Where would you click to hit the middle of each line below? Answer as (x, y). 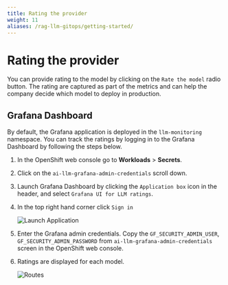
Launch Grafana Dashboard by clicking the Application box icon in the (117, 187)
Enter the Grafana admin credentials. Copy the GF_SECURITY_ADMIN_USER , (118, 233)
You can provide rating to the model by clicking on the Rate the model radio (114, 79)
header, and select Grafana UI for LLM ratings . (85, 194)
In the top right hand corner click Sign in (75, 207)
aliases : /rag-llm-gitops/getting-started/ (70, 26)
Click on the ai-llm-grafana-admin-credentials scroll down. (102, 173)
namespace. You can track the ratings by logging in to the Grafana (101, 139)
